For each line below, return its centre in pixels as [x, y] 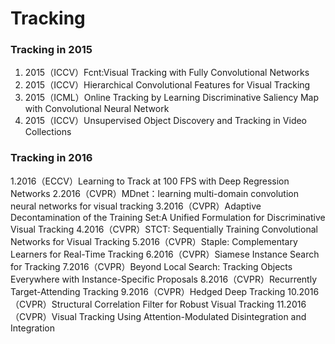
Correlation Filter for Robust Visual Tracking [184, 304]
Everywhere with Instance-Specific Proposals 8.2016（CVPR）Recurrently [164, 279]
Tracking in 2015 [51, 50]
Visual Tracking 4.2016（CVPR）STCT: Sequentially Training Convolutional [164, 229]
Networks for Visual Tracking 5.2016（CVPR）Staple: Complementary [154, 241]
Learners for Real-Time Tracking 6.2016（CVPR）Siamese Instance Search [165, 254]
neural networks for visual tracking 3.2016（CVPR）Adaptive [136, 206]
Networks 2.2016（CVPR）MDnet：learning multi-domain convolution [155, 193]
